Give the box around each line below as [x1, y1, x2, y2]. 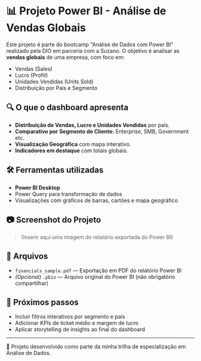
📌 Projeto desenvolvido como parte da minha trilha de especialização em [6, 343, 186, 350]
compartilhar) [14, 279, 49, 287]
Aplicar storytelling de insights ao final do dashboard [14, 326, 145, 333]
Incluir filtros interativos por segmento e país [14, 313, 126, 320]
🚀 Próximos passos [6, 297, 79, 307]
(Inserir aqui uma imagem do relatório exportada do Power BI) [20, 234, 173, 241]
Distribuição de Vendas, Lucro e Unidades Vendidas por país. [14, 121, 170, 128]
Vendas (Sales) [14, 65, 53, 72]
